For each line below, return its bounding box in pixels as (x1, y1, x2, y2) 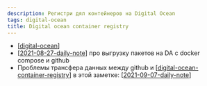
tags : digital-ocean (7, 17, 67, 23)
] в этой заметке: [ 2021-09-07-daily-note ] (69, 71, 192, 79)
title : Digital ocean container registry (7, 23, 129, 30)
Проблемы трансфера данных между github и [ (17, 63, 158, 72)
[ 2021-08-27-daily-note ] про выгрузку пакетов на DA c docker (17, 49, 200, 57)
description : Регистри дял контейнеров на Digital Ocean (7, 10, 176, 17)
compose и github (17, 56, 69, 65)
